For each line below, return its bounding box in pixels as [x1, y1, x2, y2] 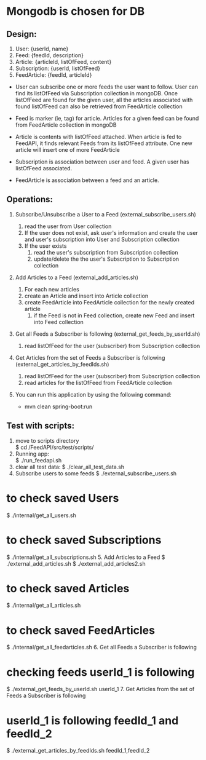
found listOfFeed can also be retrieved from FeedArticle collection [15, 103, 183, 110]
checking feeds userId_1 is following [6, 665, 195, 679]
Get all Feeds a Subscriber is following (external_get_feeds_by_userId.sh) [15, 330, 200, 338]
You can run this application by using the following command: [15, 390, 172, 398]
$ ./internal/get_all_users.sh [6, 512, 77, 519]
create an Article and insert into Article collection [24, 292, 149, 299]
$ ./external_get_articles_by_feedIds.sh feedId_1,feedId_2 [6, 747, 150, 754]
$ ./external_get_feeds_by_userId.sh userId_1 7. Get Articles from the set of [6, 686, 195, 693]
